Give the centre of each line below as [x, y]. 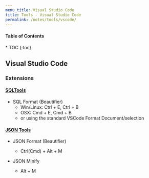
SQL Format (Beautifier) [38, 102]
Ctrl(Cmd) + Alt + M [41, 151]
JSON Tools [18, 130]
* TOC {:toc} [18, 47]
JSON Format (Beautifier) [39, 141]
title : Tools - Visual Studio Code [43, 15]
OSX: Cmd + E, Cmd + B [46, 113]
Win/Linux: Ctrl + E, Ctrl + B [49, 107]
